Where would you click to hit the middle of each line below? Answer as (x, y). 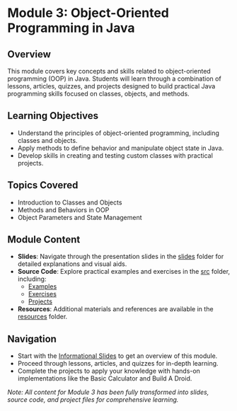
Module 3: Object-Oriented (88, 13)
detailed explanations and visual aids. (72, 264)
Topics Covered (43, 185)
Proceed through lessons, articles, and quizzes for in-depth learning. (118, 364)
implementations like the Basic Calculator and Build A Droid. (105, 378)
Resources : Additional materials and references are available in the (115, 309)
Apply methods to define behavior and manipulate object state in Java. (121, 148)
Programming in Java (71, 28)
